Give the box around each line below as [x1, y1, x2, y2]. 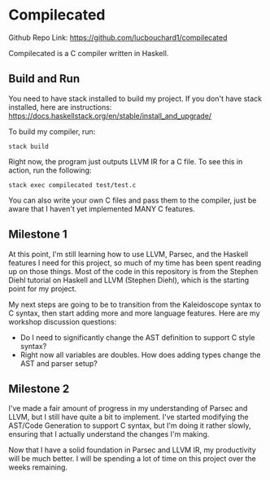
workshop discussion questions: [8, 316, 117, 326]
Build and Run [8, 72, 80, 86]
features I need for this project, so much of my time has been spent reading [8, 258, 262, 268]
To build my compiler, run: [8, 126, 96, 136]
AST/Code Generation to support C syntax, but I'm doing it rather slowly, [8, 421, 251, 430]
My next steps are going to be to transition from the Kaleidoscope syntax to [8, 299, 262, 309]
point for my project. [8, 283, 77, 294]
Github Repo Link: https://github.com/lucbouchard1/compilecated [8, 33, 228, 42]
